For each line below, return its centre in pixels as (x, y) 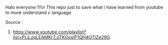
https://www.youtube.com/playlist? (49, 32)
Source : (14, 22)
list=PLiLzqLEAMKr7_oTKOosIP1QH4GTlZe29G (61, 37)
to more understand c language (38, 12)
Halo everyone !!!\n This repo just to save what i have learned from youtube (84, 7)
